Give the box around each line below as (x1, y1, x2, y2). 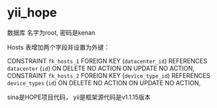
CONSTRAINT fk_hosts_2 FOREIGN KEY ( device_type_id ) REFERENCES (7, 71, 211, 80)
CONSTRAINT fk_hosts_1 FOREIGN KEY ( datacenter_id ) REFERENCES (7, 56, 208, 65)
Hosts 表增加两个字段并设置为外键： (7, 43, 110, 51)
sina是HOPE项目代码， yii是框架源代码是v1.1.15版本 (7, 93, 151, 101)
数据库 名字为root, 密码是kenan (7, 28, 96, 36)
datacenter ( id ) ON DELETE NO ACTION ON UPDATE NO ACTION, (7, 64, 195, 72)
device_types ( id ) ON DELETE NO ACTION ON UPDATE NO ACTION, (7, 78, 201, 87)
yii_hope (7, 5, 57, 21)
